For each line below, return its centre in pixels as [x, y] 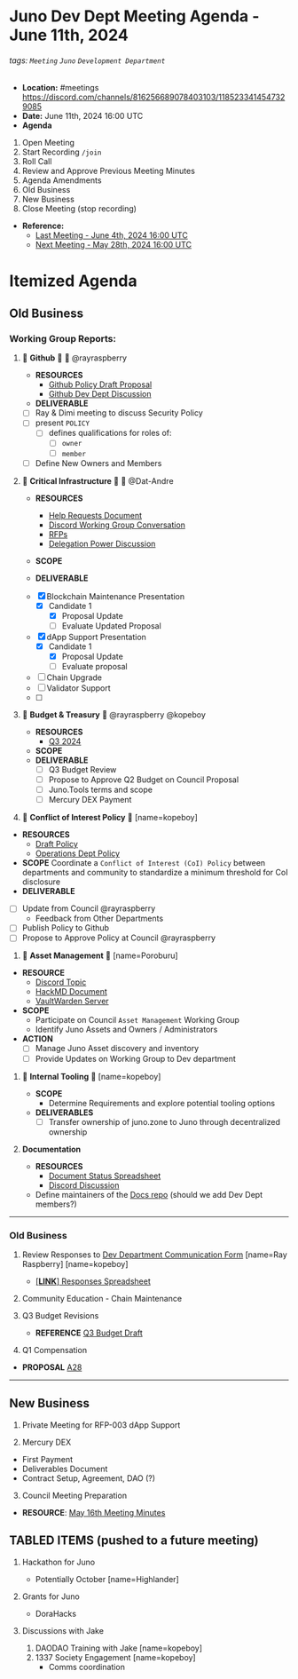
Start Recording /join [62, 152]
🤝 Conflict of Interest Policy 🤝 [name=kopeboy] [110, 818]
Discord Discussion [84, 1185]
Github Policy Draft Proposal [100, 384]
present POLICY [63, 423]
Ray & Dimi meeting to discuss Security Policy [119, 413]
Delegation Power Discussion [102, 543]
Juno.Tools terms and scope [101, 790]
